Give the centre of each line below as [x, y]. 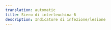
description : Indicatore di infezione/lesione [55, 19]
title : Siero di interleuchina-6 [41, 15]
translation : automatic [31, 10]
